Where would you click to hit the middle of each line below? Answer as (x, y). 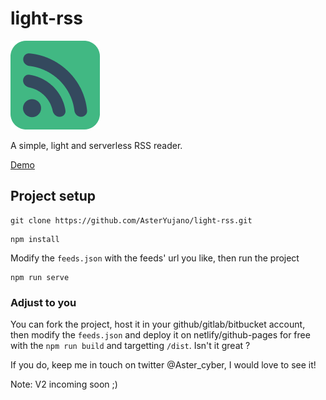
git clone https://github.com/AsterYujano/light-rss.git (131, 220)
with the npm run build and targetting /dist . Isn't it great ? (130, 346)
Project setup (53, 196)
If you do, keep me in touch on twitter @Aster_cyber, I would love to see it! (163, 365)
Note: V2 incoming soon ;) (64, 384)
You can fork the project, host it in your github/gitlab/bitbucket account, (158, 324)
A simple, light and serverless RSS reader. (96, 145)
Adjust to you (43, 302)
